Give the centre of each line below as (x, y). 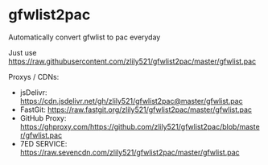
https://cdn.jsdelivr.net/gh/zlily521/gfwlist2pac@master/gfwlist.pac (131, 101)
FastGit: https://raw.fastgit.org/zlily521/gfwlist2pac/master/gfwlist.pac (136, 109)
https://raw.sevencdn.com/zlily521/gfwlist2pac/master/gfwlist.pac (130, 152)
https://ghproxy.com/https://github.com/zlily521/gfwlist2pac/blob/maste (140, 126)
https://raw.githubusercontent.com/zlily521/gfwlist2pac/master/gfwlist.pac (132, 61)
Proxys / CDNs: (34, 76)
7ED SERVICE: (43, 143)
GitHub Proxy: (43, 118)
